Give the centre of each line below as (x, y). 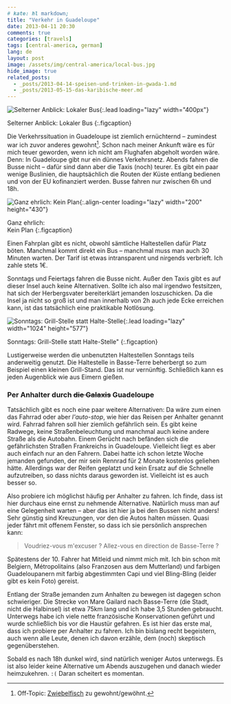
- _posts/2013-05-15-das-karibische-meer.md (78, 90)
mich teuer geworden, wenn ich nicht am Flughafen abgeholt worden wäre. (113, 152)
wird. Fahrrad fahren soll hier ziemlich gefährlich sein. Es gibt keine (102, 424)
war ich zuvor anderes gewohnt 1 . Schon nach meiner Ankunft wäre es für (111, 144)
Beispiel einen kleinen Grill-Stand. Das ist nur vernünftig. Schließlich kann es (115, 369)
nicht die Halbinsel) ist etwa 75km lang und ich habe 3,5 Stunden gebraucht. (115, 609)
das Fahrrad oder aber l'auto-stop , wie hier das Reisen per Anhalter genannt (115, 417)
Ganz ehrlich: (26, 222)
